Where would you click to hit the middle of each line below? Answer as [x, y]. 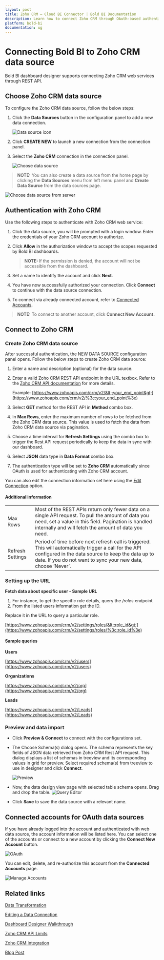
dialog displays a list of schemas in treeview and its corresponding [79, 758]
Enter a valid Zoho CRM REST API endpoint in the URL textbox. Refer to [83, 378]
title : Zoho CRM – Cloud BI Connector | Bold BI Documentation [71, 14]
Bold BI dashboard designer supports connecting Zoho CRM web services [80, 76]
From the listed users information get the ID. [56, 606]
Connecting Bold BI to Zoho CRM [73, 52]
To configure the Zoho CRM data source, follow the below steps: [70, 108]
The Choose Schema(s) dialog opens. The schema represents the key [82, 748]
